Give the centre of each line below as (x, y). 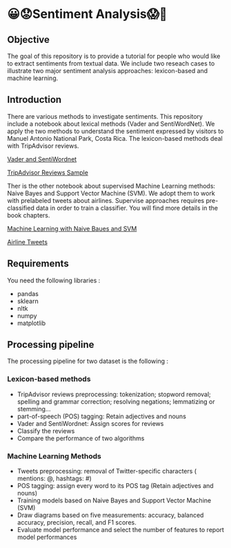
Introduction (34, 100)
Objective (29, 40)
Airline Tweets (28, 242)
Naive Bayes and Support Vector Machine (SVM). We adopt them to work (111, 193)
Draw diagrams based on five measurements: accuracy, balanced (110, 515)
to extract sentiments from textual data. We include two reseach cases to (111, 63)
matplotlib (31, 323)
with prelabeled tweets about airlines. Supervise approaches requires (106, 200)
